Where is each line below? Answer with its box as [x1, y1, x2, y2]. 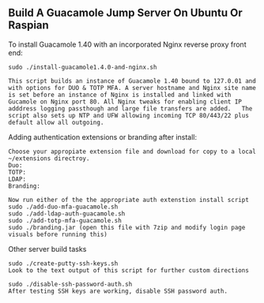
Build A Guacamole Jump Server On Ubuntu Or [8, 6, 243, 20]
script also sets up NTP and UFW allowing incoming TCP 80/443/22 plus [8, 111, 249, 119]
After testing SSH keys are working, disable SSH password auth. [8, 287, 228, 295]
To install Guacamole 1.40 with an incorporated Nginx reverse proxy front [8, 39, 247, 49]
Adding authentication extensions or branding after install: [8, 132, 198, 141]
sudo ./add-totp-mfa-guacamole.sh [8, 216, 123, 224]
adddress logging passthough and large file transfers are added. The [8, 104, 253, 113]
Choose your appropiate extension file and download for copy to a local [8, 148, 257, 155]
